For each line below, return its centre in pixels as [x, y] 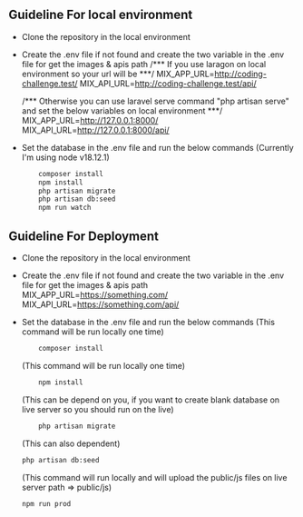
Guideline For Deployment [84, 236]
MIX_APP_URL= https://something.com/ [95, 295]
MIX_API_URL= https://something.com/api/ [100, 304]
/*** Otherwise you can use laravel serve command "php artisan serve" [155, 101]
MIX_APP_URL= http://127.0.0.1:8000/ [90, 120]
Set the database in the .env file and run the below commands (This [148, 322]
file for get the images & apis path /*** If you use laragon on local [144, 64]
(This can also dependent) [71, 443]
